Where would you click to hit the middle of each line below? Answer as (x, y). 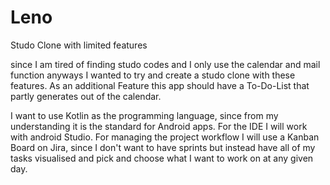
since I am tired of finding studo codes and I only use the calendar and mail (165, 64)
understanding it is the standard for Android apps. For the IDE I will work (159, 126)
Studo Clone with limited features (79, 45)
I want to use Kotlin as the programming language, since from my (144, 115)
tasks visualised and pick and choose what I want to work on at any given (162, 158)
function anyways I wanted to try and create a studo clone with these (153, 75)
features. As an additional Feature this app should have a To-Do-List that (160, 85)
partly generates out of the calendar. (86, 96)
